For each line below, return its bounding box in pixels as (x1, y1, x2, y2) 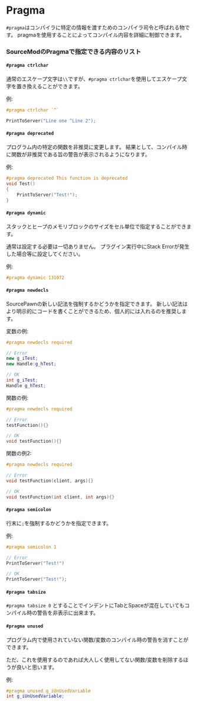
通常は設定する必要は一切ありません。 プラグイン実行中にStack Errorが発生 (6, 243, 190, 250)
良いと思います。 (16, 664, 58, 671)
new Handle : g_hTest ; (6, 361, 57, 367)
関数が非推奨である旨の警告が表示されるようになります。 (11, 151, 150, 158)
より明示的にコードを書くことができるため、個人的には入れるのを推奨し (6, 307, 182, 314)
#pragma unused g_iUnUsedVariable (6, 688, 91, 694)
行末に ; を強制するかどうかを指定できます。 (6, 519, 112, 527)
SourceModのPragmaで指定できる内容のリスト (6, 47, 142, 56)
